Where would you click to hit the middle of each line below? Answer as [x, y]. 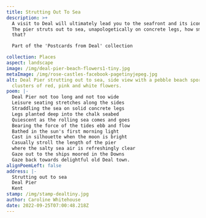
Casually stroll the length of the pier [64, 143]
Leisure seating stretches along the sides [68, 103]
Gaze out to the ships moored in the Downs [68, 154]
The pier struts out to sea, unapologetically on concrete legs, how [102, 29]
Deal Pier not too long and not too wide [66, 97]
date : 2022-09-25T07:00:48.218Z [48, 205]
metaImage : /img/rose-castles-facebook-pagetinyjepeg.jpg [82, 74]
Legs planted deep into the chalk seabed [66, 114]
